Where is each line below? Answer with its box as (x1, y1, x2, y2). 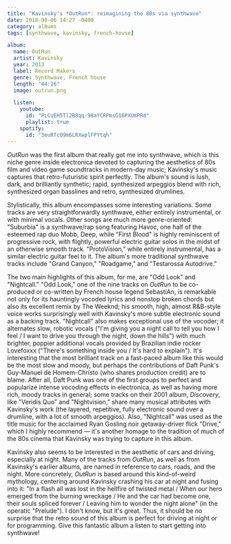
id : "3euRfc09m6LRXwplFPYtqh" (25, 131, 112, 138)
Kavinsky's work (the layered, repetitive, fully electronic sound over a (7, 405, 204, 413)
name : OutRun (13, 48, 51, 55)
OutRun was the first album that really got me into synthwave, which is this (7, 150, 219, 159)
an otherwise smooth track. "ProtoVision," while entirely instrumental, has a (7, 245, 221, 253)
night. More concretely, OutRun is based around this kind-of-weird (7, 469, 197, 478)
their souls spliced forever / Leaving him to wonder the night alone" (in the (7, 499, 219, 507)
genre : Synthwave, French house (13, 74, 107, 81)
